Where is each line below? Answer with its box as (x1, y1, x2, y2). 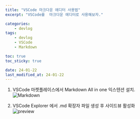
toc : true (5, 53, 26, 58)
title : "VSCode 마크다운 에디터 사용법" (5, 7, 81, 13)
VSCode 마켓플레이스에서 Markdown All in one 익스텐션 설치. (12, 87, 135, 93)
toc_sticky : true (5, 58, 42, 64)
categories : (5, 21, 30, 26)
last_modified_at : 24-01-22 (5, 72, 64, 77)
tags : (5, 31, 17, 36)
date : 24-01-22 (5, 68, 37, 73)
